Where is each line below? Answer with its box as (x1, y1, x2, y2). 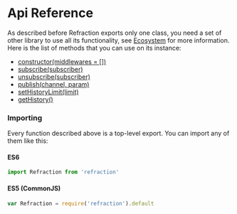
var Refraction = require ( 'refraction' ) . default (7, 200, 154, 207)
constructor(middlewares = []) (17, 57, 107, 65)
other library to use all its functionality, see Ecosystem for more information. (7, 36, 230, 44)
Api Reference (7, 5, 94, 21)
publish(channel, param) (17, 80, 90, 88)
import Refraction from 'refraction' (7, 168, 120, 176)
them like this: (7, 137, 48, 145)
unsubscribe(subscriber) (17, 73, 91, 81)
